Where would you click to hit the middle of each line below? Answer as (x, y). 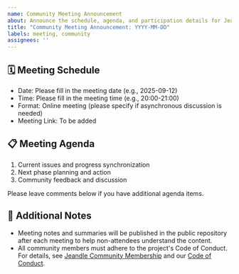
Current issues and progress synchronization (84, 165)
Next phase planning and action (64, 172)
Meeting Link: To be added (57, 121)
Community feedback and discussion (72, 180)
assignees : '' (28, 40)
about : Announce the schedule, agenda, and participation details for (114, 21)
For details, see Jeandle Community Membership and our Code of (115, 256)
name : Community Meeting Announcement (65, 14)
